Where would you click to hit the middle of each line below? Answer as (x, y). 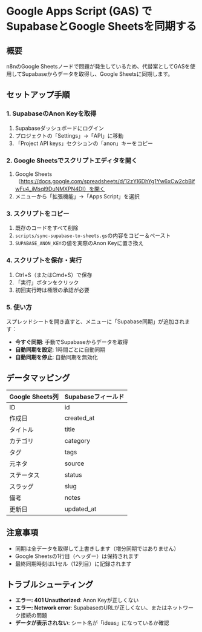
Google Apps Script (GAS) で (79, 11)
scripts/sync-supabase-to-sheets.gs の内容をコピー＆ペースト (93, 235)
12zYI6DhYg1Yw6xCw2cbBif (160, 181)
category (77, 440)
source (74, 463)
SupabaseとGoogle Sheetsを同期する (102, 26)
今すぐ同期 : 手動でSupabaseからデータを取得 (71, 341)
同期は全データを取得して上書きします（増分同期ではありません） (97, 548)
